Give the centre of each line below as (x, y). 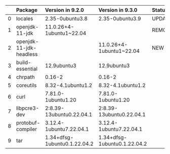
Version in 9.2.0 (65, 10)
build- (24, 62)
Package (27, 10)
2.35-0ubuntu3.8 (66, 19)
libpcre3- (28, 108)
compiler (27, 129)
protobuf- (28, 123)
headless (27, 54)
